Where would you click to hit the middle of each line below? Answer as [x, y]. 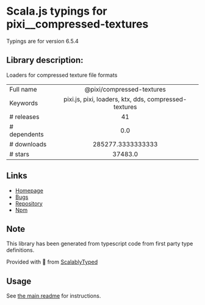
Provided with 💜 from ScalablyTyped [52, 262]
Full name [23, 89]
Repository [29, 203]
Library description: [45, 60]
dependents [27, 134]
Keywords [24, 103]
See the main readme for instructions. [54, 296]
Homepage [29, 190]
